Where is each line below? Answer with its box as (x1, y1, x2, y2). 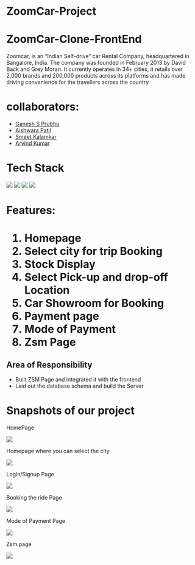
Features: (6, 204, 56, 218)
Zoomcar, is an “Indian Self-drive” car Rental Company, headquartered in (6, 53, 190, 60)
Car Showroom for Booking (24, 297, 165, 310)
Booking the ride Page (6, 494, 62, 501)
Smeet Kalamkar (15, 133, 57, 141)
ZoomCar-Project (6, 4, 96, 18)
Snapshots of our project (6, 404, 135, 418)
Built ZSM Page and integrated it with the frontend (15, 376, 141, 383)
